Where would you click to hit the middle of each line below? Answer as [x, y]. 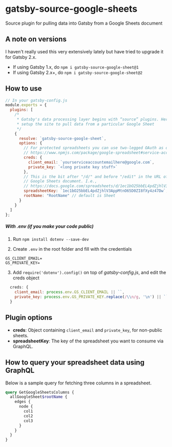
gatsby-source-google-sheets [71, 9]
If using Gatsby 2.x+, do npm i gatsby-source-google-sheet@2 [78, 72]
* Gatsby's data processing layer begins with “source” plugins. [88, 119]
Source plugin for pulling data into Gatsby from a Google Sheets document [84, 23]
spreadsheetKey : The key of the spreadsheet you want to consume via [88, 341]
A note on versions [36, 39]
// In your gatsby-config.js [36, 100]
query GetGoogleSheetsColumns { [40, 392]
